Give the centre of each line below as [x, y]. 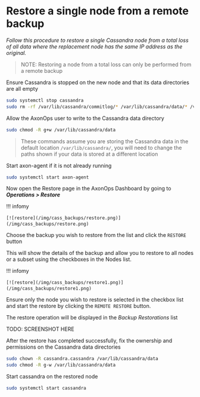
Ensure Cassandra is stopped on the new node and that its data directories [98, 82]
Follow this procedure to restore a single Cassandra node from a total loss [97, 40]
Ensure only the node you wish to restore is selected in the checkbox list [95, 300]
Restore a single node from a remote [98, 11]
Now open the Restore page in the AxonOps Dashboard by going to [89, 189]
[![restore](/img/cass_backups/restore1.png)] [65, 283]
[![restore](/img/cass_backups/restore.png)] [63, 218]
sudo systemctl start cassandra [46, 388]
